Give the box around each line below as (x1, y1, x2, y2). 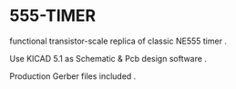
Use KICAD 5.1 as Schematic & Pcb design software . (9, 53, 208, 64)
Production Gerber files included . (9, 70, 137, 82)
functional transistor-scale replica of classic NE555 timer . (9, 35, 228, 46)
